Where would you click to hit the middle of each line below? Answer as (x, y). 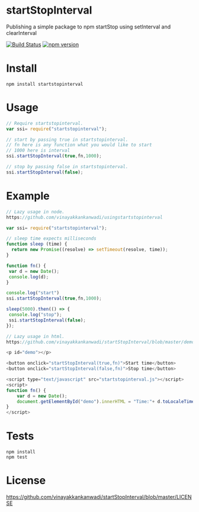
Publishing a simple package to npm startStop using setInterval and (89, 27)
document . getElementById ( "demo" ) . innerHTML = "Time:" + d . (90, 401)
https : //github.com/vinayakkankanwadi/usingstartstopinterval (84, 217)
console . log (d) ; (29, 277)
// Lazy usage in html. (36, 336)
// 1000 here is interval (38, 151)
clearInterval (22, 33)
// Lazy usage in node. (36, 212)
